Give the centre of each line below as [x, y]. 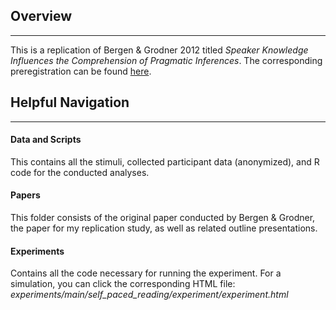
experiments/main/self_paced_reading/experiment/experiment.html [149, 295]
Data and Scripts [46, 140]
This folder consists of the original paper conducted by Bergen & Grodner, [163, 218]
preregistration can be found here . [81, 71]
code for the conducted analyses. [80, 172]
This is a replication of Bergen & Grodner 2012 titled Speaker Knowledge [159, 50]
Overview [41, 16]
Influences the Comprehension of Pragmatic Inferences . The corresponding [166, 60]
